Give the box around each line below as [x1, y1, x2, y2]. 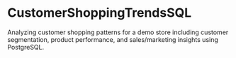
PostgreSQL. [7, 43, 45, 51]
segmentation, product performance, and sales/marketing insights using [7, 35, 218, 43]
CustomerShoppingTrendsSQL [7, 5, 192, 21]
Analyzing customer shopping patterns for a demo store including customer [7, 28, 229, 36]
